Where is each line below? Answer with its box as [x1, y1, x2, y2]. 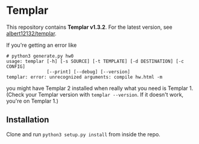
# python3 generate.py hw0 [6, 53, 74, 59]
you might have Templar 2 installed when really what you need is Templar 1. [6, 85, 194, 92]
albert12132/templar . [6, 29, 57, 37]
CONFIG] [6, 64, 26, 70]
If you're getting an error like [6, 41, 77, 49]
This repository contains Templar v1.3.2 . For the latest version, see [6, 23, 173, 31]
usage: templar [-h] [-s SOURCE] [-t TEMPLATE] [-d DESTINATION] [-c [6, 58, 185, 64]
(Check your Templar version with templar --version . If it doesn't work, [6, 91, 184, 98]
